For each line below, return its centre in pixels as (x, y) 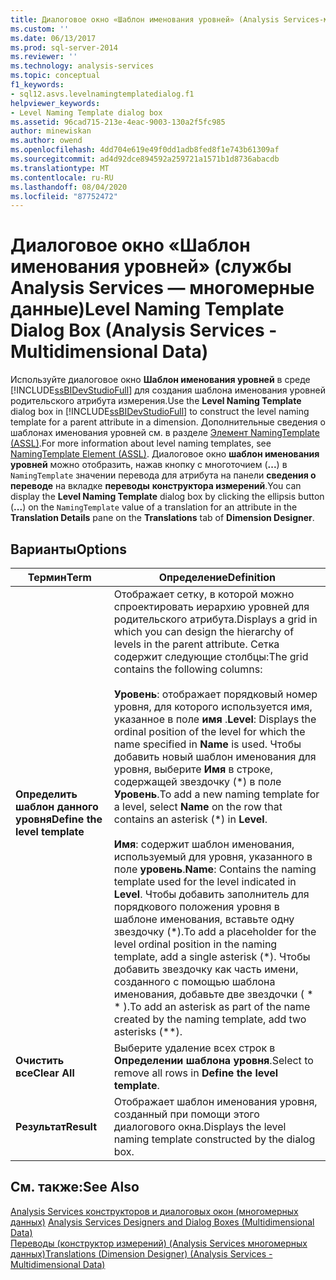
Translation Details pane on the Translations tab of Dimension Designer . (162, 518)
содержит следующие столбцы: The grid (211, 656)
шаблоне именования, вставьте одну (204, 919)
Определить (46, 794)
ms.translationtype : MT (60, 168)
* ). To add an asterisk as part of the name (212, 1006)
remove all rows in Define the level (196, 1073)
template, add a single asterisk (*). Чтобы (212, 956)
